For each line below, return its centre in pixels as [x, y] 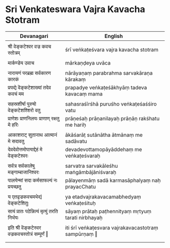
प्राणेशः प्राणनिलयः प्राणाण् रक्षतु [34, 118]
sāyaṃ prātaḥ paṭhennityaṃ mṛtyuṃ [108, 211]
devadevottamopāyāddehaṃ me [104, 149]
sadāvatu [76, 141]
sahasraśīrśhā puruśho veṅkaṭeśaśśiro [111, 104]
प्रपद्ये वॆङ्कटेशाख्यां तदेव [30, 87]
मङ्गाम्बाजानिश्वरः [24, 172]
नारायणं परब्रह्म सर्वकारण [30, 73]
